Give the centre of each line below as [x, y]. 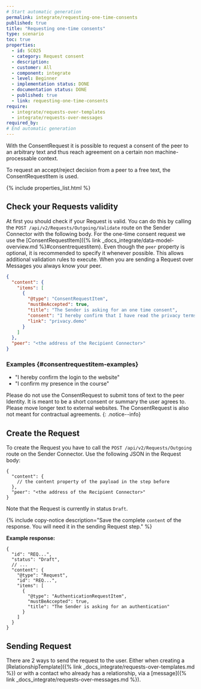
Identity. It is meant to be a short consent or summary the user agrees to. [96, 402]
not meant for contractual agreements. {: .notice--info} [74, 414]
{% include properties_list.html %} [48, 188]
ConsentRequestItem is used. [42, 176]
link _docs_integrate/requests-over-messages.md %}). [74, 679]
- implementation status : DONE [51, 84]
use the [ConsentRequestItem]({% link [54, 240]
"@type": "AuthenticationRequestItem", [77, 596]
